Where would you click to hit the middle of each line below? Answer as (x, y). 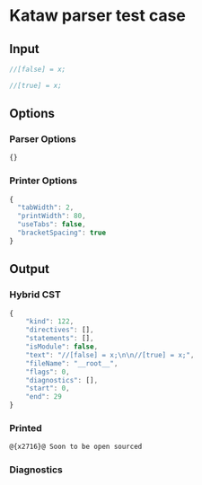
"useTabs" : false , (52, 225)
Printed (26, 428)
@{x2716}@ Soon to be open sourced (76, 447)
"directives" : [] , (60, 330)
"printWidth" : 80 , (52, 216)
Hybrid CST (35, 295)
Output (29, 269)
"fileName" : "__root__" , (72, 363)
